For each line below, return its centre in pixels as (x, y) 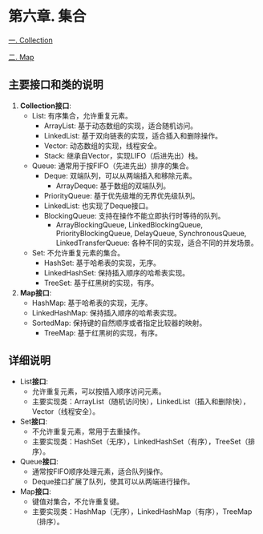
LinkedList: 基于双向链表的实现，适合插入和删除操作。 (133, 135)
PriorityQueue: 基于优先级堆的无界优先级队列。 (121, 195)
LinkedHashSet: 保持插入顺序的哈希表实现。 (117, 272)
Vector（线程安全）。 (66, 411)
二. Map (21, 57)
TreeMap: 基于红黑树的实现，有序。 (103, 332)
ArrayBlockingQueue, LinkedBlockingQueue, (129, 224)
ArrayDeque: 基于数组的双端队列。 (113, 186)
